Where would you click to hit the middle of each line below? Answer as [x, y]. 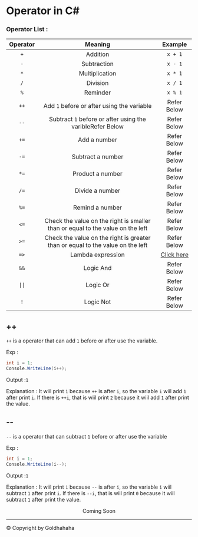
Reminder [98, 93]
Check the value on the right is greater [98, 238]
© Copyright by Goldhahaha [40, 528]
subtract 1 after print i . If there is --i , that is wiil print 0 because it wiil [90, 493]
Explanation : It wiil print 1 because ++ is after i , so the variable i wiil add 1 [96, 391]
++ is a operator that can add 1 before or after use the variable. [82, 341]
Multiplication [98, 74]
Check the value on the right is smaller [98, 221]
